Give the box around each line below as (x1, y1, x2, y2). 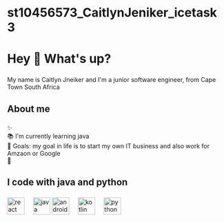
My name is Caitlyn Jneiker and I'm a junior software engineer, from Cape (7, 76, 216, 84)
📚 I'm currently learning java (7, 132, 90, 140)
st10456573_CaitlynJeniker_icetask (7, 5, 217, 21)
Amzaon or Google (7, 149, 61, 157)
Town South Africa (7, 83, 60, 91)
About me (7, 103, 50, 114)
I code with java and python (7, 176, 128, 188)
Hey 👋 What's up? (7, 51, 112, 67)
